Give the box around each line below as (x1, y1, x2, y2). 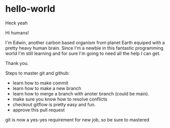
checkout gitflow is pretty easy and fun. (12, 101, 96, 107)
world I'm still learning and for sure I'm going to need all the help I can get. (5, 50, 161, 56)
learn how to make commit (12, 80, 69, 86)
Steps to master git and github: (5, 70, 70, 76)
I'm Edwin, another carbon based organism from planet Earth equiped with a (5, 39, 165, 46)
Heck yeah (5, 20, 28, 26)
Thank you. (5, 60, 29, 66)
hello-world (5, 3, 56, 15)
